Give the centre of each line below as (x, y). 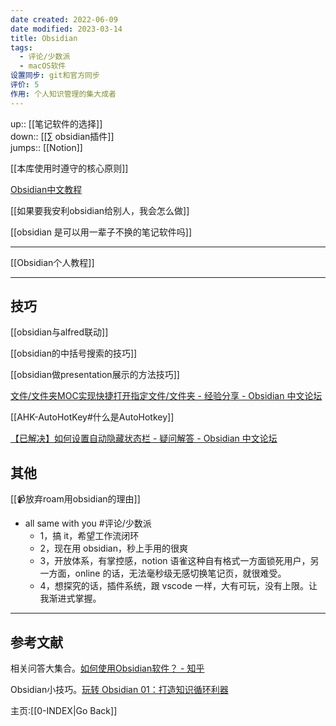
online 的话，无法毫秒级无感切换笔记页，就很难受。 (180, 573)
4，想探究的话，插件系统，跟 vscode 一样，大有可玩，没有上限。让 (178, 586)
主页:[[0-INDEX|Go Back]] (64, 711)
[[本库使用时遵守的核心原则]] (69, 168)
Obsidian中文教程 (46, 189)
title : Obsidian (44, 38)
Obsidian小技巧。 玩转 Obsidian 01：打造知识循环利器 (119, 690)
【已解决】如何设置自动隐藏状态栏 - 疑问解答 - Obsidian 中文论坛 (144, 438)
